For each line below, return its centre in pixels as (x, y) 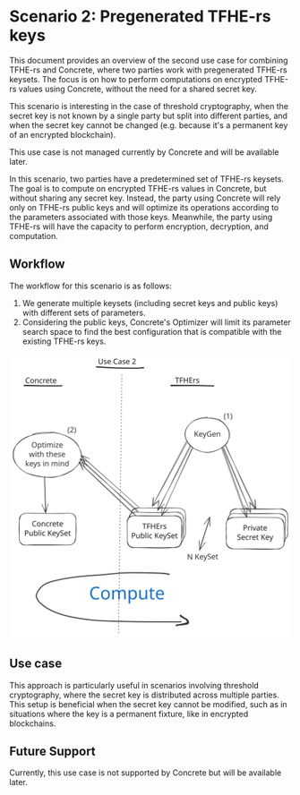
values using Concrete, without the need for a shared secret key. (138, 89)
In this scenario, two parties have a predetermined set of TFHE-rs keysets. (147, 179)
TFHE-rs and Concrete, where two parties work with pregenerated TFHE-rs (149, 70)
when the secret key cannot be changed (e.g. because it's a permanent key (149, 125)
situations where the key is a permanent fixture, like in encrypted (129, 714)
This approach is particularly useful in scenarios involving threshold (134, 685)
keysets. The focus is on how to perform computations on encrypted (136, 79)
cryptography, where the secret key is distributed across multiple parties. (144, 695)
